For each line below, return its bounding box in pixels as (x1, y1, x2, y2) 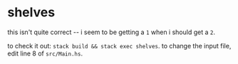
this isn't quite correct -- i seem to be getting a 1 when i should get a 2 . (7, 28, 216, 36)
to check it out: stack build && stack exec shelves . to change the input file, (7, 41, 232, 50)
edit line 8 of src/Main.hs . (7, 49, 83, 58)
